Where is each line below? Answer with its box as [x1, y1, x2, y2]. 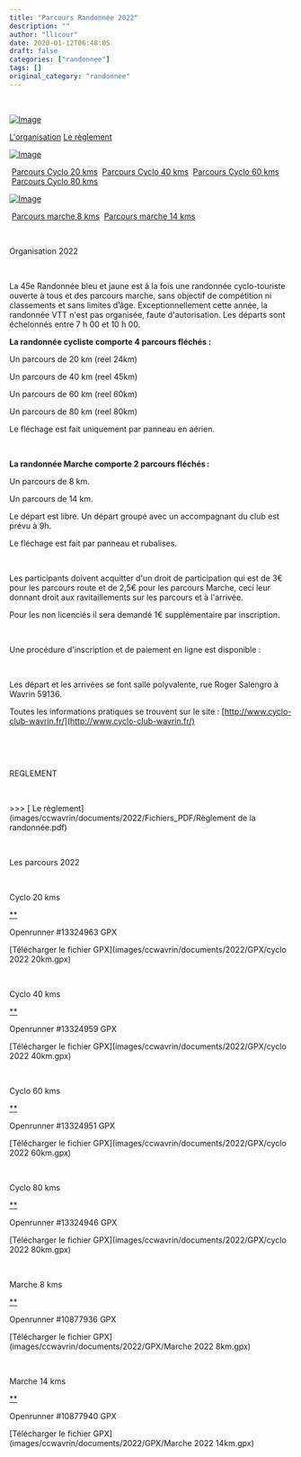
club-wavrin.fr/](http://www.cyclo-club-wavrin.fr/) [9, 715, 195, 726]
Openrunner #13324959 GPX [9, 1023, 117, 1034]
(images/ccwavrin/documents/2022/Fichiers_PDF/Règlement [9, 812, 236, 823]
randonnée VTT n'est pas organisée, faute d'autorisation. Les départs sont [9, 309, 286, 320]
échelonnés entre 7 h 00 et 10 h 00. [9, 319, 141, 330]
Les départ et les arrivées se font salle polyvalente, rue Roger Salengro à [9, 679, 279, 690]
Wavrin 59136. [9, 688, 63, 699]
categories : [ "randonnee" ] [9, 55, 111, 64]
